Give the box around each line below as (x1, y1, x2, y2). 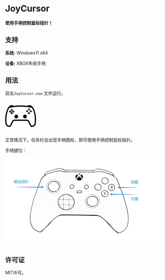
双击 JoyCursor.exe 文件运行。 (5, 90, 66, 96)
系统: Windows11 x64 (5, 50, 48, 56)
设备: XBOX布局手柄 (5, 60, 46, 66)
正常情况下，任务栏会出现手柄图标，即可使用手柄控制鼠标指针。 (5, 137, 135, 143)
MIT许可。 (5, 270, 26, 276)
